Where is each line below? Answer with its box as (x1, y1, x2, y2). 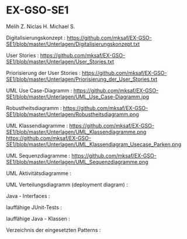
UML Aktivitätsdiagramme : (6, 169, 72, 176)
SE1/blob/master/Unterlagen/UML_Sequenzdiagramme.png (6, 158, 149, 165)
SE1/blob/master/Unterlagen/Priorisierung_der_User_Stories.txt (6, 76, 158, 83)
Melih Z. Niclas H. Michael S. (6, 23, 75, 30)
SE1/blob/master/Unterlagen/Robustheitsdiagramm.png (6, 111, 139, 118)
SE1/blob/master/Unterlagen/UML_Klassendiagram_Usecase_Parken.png (6, 141, 182, 148)
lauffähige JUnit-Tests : (6, 203, 63, 211)
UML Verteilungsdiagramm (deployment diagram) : (6, 181, 129, 188)
